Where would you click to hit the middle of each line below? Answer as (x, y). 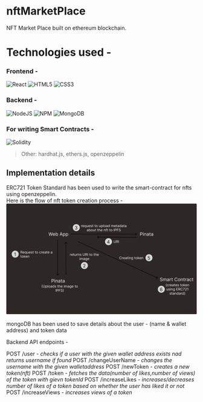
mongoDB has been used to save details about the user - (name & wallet (96, 324)
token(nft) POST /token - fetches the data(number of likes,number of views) (101, 373)
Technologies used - (59, 52)
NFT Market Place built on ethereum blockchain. (66, 28)
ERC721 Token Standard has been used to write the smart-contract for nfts (99, 187)
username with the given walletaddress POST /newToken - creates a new (98, 367)
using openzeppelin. (32, 194)
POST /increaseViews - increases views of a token (69, 392)
